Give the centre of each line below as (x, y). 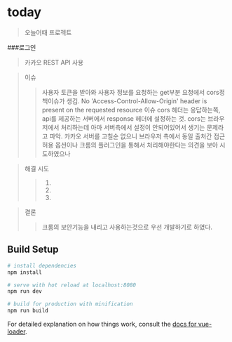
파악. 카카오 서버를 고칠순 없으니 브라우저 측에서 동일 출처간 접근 (137, 136)
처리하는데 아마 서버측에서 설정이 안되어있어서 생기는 (133, 127)
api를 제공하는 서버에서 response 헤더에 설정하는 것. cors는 (124, 118)
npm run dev (25, 291)
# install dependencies (42, 265)
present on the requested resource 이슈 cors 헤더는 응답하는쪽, (131, 110)
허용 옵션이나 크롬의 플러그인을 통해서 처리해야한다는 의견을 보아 (130, 145)
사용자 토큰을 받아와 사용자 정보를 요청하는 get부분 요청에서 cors (130, 92)
